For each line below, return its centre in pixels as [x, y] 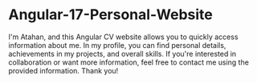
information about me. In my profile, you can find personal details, [117, 45]
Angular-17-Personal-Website [110, 15]
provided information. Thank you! [63, 70]
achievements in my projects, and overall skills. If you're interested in [122, 53]
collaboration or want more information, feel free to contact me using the [128, 62]
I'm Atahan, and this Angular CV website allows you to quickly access [123, 37]
